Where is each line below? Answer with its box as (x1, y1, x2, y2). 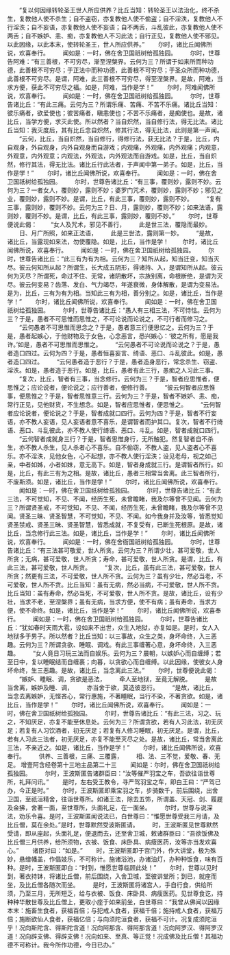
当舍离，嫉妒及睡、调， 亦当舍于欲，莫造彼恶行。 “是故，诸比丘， (7, 683, 218, 692)
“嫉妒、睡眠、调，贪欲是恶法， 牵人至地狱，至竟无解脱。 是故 (18, 675, 218, 683)
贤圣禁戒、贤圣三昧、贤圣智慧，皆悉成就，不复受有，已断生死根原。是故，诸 (7, 521, 223, 528)
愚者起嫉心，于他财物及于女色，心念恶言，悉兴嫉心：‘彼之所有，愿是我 (18, 332, 219, 340)
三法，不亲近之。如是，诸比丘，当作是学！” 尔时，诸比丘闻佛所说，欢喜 (7, 744, 222, 751)
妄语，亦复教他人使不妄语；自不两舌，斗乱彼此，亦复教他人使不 (42, 23, 223, 31)
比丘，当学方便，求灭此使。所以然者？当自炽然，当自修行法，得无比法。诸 (7, 117, 217, 126)
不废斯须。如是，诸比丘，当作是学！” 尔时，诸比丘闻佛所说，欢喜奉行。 (7, 478, 222, 486)
